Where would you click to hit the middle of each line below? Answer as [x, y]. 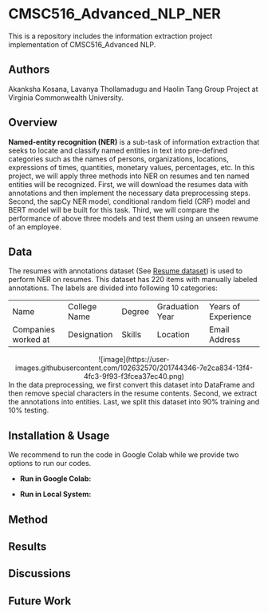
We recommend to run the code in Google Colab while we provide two [124, 455]
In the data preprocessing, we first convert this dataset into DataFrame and [132, 385]
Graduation [178, 307]
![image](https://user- [134, 360]
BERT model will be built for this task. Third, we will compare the [114, 209]
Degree [136, 312]
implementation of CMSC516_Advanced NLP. [82, 44]
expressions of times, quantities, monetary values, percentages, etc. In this [132, 167]
